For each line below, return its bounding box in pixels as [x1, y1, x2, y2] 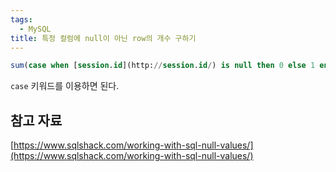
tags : [10, 14, 33, 25]
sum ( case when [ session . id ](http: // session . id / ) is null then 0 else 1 [10, 61, 316, 71]
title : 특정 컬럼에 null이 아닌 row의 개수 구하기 [10, 33, 197, 43]
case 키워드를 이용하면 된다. [10, 80, 120, 92]
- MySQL [19, 24, 52, 34]
